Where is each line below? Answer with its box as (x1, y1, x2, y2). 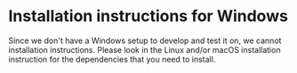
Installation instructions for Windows (8, 6, 288, 26)
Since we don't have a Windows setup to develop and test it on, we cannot (8, 35, 282, 46)
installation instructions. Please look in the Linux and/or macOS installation (8, 44, 281, 55)
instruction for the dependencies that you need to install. (8, 54, 216, 64)
